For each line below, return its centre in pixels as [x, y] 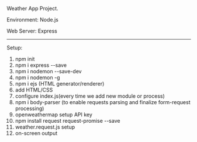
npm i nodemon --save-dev [48, 71]
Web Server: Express [32, 31]
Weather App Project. [32, 8]
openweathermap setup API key [54, 115]
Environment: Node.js [33, 19]
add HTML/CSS [34, 90]
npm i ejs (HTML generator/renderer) [60, 84]
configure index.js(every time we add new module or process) [90, 96]
